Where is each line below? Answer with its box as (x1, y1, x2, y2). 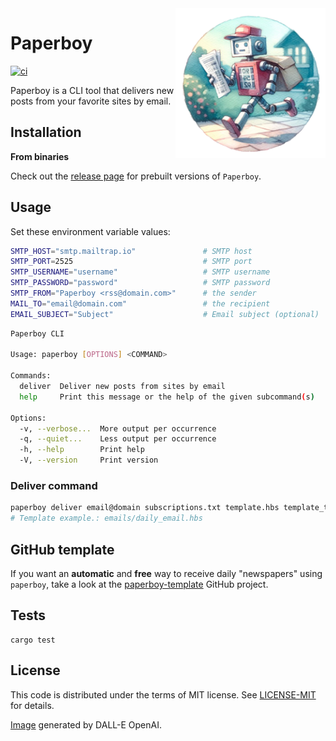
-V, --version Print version (19, 455, 159, 466)
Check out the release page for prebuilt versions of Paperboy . (10, 170, 262, 182)
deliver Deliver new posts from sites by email (19, 382, 226, 392)
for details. (10, 699, 55, 711)
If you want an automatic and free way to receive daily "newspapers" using (10, 567, 323, 579)
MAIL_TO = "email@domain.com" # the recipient (10, 298, 271, 309)
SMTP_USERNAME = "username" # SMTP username (10, 267, 271, 277)
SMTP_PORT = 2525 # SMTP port (10, 257, 253, 267)
